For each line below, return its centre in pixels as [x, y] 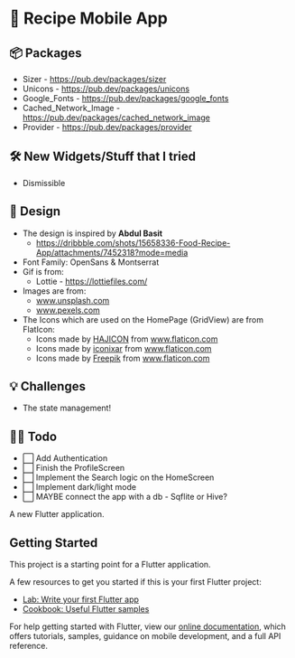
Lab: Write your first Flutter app [81, 599]
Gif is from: [43, 271]
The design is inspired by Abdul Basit [92, 233]
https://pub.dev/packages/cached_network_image [116, 117]
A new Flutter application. [57, 514]
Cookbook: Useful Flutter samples [86, 609]
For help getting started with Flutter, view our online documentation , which [148, 626]
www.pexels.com [68, 310]
